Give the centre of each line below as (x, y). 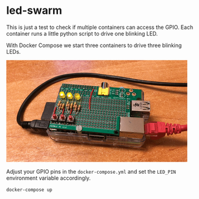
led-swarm (34, 11)
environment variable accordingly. (49, 178)
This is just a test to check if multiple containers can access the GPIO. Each (100, 27)
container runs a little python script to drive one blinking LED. (82, 33)
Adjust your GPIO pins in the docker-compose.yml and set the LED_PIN (91, 171)
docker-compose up (29, 190)
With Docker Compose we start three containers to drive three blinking (94, 45)
